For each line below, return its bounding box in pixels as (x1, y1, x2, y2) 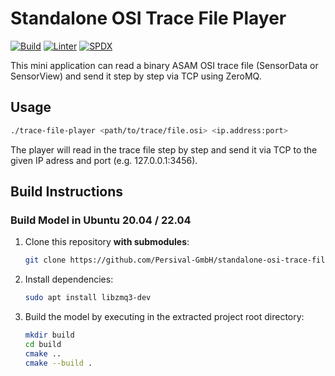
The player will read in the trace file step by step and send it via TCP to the (10, 143, 318, 156)
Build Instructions (10, 183, 124, 201)
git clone (24, 255, 67, 266)
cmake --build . (24, 358, 93, 368)
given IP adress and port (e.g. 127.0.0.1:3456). (10, 154, 198, 166)
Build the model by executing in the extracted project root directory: (24, 311, 305, 323)
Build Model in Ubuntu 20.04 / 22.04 (10, 213, 192, 227)
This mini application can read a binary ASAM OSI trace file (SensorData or (10, 59, 319, 71)
